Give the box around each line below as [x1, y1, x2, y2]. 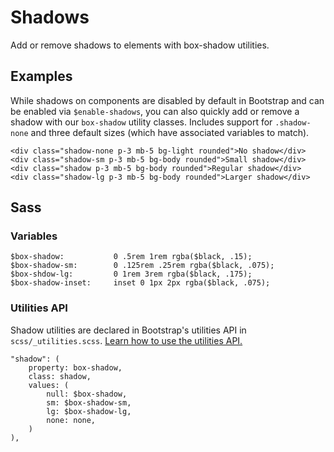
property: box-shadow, [28, 362, 123, 373]
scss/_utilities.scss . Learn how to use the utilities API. [10, 334, 243, 346]
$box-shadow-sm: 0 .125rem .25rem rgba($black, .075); [10, 261, 275, 271]
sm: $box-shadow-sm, [46, 397, 132, 408]
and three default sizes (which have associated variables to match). [30, 126, 310, 138]
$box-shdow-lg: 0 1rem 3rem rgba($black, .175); [10, 269, 253, 280]
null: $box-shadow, [46, 389, 128, 399]
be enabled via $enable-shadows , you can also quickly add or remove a [10, 105, 300, 117]
